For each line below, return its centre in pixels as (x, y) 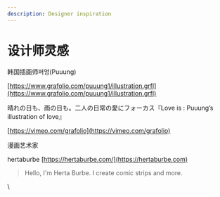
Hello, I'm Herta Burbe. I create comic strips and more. (103, 172)
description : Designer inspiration (59, 14)
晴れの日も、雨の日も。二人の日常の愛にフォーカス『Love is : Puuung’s (110, 108)
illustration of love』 (36, 116)
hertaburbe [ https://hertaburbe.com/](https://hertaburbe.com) (98, 159)
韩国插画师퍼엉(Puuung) (42, 72)
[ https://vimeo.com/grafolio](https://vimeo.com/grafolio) (89, 130)
